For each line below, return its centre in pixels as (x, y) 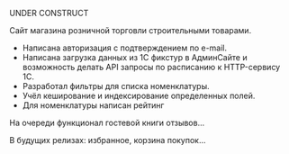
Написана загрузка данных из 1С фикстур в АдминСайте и (135, 57)
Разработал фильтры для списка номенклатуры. (116, 86)
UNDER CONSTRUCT (49, 13)
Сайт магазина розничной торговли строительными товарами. (131, 30)
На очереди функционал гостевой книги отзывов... (107, 122)
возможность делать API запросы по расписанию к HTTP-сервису (151, 67)
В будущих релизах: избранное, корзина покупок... (108, 140)
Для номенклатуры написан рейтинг (93, 105)
